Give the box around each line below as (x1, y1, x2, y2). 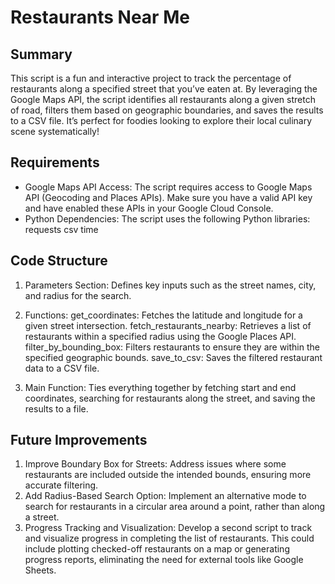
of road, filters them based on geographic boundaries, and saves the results (10, 104, 324, 116)
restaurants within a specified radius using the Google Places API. (24, 330, 297, 342)
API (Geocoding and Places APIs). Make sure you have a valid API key (24, 191, 313, 203)
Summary (10, 46, 73, 63)
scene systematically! (10, 126, 100, 137)
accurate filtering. (24, 479, 99, 491)
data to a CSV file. (24, 362, 100, 374)
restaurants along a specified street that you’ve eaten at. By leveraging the (10, 83, 318, 95)
